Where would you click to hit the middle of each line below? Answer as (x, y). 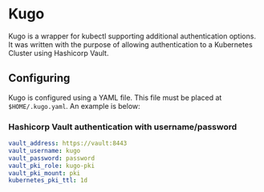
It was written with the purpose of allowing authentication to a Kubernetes (130, 44)
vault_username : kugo (45, 150)
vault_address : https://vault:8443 (68, 144)
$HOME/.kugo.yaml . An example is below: (74, 106)
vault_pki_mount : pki (45, 173)
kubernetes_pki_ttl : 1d (48, 181)
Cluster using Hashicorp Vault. (59, 53)
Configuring (39, 78)
